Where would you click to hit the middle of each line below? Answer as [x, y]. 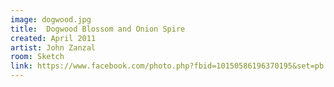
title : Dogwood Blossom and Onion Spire [98, 29]
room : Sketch [37, 57]
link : [21, 66]
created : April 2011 [53, 38]
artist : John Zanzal [53, 47]
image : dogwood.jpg [51, 19]
